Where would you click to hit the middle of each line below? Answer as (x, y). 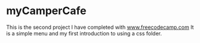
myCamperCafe (46, 11)
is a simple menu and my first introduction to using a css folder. (84, 33)
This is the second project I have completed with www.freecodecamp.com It (100, 27)
